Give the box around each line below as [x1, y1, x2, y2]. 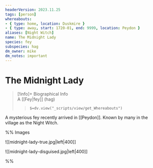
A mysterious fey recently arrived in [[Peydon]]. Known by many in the [5, 114, 148, 120]
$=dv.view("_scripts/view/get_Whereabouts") [29, 106, 123, 111]
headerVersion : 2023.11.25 [5, 7, 61, 12]
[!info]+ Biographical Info [17, 91, 68, 97]
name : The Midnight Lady [5, 35, 56, 40]
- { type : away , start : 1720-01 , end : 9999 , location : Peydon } [5, 26, 140, 31]
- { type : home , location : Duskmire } [5, 21, 85, 26]
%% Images [5, 129, 30, 135]
